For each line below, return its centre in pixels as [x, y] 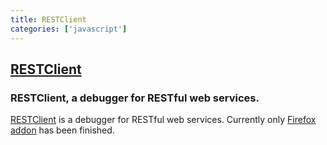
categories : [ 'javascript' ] [69, 29]
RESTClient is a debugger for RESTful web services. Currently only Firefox [163, 120]
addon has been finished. [62, 130]
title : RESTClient [48, 19]
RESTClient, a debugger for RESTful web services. [135, 98]
